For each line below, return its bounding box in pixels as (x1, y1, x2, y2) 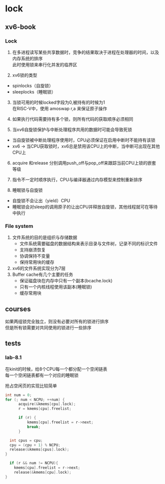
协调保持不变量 (19, 253, 50, 259)
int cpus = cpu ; (9, 438, 43, 443)
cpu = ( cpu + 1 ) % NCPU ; (9, 442, 61, 447)
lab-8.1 (5, 354, 22, 361)
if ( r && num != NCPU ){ (9, 461, 58, 466)
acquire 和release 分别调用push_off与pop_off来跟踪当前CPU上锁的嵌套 (12, 160, 157, 166)
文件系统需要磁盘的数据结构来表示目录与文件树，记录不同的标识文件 (19, 241, 158, 247)
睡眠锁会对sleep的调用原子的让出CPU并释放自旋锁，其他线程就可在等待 (12, 204, 158, 210)
